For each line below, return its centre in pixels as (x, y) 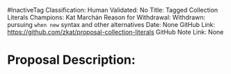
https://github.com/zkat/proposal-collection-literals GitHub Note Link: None (115, 32)
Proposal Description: (71, 60)
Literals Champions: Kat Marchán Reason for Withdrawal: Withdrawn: (106, 17)
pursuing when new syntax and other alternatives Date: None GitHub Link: (111, 25)
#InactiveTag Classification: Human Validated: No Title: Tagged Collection (113, 10)
